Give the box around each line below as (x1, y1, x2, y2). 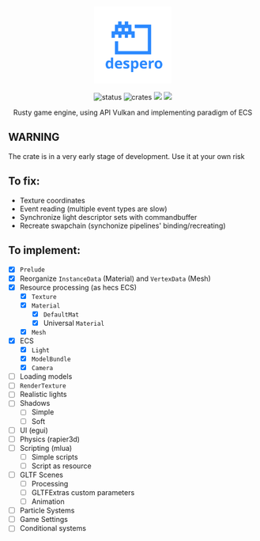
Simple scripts (31, 452, 78, 461)
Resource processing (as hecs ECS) (19, 282, 137, 292)
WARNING (8, 131, 60, 144)
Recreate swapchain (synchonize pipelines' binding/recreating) (19, 221, 226, 230)
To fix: (8, 175, 40, 188)
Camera (31, 365, 54, 373)
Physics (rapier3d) (19, 434, 81, 444)
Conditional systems (19, 524, 87, 533)
